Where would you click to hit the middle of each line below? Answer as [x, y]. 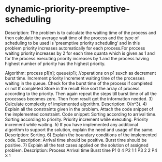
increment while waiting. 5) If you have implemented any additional [72, 124]
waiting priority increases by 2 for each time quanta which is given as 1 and [80, 53]
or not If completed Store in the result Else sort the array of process [72, 88]
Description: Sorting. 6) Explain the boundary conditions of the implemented [81, 135]
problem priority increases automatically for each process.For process [75, 48]
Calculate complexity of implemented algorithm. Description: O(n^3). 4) [76, 104]
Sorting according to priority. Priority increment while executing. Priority [77, 119]
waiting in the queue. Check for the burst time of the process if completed [79, 83]
